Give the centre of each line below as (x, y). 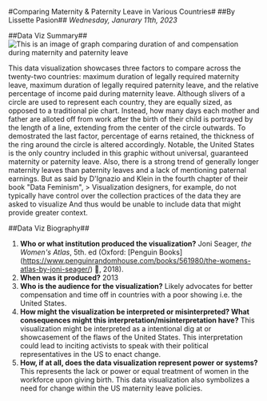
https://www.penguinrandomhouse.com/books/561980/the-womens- (137, 261)
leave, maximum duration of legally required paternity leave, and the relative (133, 85)
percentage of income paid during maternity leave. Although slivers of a (127, 94)
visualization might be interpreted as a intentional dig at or (116, 329)
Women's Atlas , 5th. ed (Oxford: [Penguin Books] (101, 252)
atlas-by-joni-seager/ (55, 269)
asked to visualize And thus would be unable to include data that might (125, 204)
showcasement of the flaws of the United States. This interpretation (132, 337)
